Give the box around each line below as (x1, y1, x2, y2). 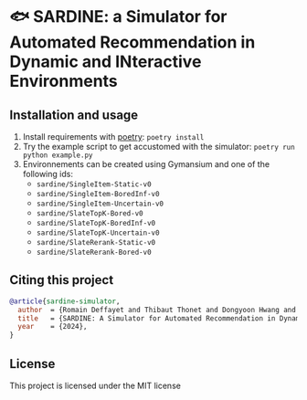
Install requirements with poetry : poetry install (22, 132, 205, 142)
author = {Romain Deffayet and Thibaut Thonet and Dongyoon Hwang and (17, 305, 297, 314)
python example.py (22, 151, 93, 160)
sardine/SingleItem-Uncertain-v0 (36, 199, 164, 208)
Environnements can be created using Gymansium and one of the (22, 159, 270, 169)
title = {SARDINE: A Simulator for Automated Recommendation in (17, 313, 276, 323)
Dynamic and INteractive (9, 51, 202, 72)
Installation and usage (9, 107, 139, 122)
